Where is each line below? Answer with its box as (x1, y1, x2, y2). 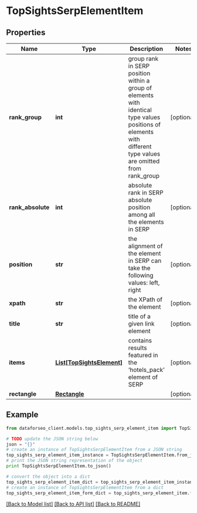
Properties (6, 28, 46, 37)
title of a (128, 312, 151, 320)
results (128, 344, 147, 352)
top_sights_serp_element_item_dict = (6, 479, 98, 485)
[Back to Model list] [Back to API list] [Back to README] (6, 501, 141, 508)
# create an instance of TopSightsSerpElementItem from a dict (6, 484, 164, 490)
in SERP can (128, 256, 162, 265)
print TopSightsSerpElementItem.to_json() (6, 463, 111, 469)
